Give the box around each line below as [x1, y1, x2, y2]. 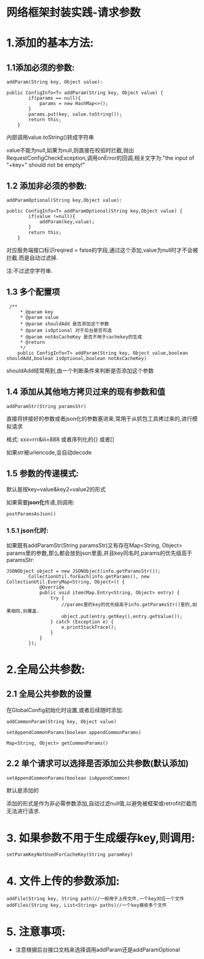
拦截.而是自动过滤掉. [6, 254, 58, 261]
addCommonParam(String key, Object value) [6, 718, 117, 725]
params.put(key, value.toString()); [28, 111, 122, 117]
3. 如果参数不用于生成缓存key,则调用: [6, 831, 195, 845]
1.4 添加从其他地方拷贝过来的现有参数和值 [6, 386, 166, 397]
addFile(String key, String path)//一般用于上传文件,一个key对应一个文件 [6, 896, 184, 902]
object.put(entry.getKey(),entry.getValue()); [61, 613, 183, 619]
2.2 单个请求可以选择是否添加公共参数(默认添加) [6, 758, 189, 769]
